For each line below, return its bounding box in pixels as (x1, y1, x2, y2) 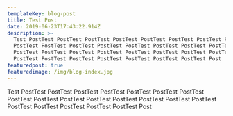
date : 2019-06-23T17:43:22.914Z (7, 23, 101, 30)
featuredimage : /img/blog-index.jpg (7, 68, 113, 75)
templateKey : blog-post (7, 10, 76, 17)
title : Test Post (7, 17, 58, 24)
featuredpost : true (7, 62, 64, 69)
